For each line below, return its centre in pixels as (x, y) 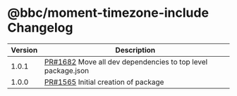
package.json (67, 70)
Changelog (40, 28)
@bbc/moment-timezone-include (108, 13)
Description (135, 50)
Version (24, 50)
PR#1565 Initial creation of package (104, 82)
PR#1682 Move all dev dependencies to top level (126, 62)
